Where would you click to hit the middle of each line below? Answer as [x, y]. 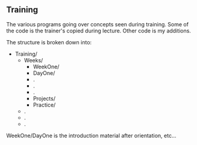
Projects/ [44, 98]
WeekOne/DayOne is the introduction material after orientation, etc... [91, 135]
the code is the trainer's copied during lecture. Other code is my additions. [99, 31]
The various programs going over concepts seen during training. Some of [97, 24]
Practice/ [44, 105]
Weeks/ [33, 60]
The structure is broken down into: [49, 42]
